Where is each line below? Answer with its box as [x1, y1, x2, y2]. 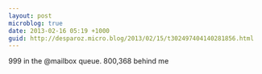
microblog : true [8, 19, 63, 27]
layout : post [8, 11, 52, 20]
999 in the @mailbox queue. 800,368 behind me [8, 56, 169, 66]
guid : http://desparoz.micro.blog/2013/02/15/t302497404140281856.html [8, 34, 254, 43]
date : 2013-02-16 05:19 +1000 [8, 27, 110, 35]
